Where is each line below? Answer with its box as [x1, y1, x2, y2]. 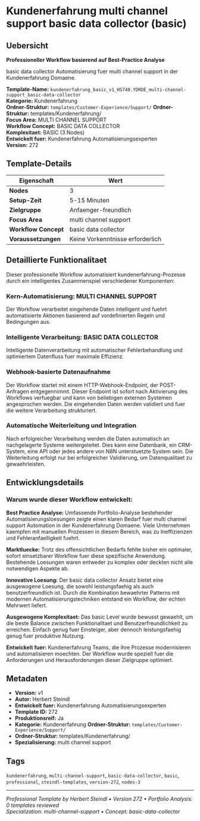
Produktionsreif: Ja [14, 714, 64, 722]
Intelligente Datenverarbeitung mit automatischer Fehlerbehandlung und [6, 346, 183, 354]
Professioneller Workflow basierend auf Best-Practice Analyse [6, 57, 165, 63]
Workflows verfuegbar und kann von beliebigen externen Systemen [6, 394, 173, 401]
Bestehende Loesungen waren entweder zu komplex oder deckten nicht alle [6, 558, 193, 566]
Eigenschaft [18, 176, 54, 185]
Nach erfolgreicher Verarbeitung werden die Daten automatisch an [6, 435, 170, 442]
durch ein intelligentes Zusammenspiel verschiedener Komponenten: [6, 277, 175, 284]
